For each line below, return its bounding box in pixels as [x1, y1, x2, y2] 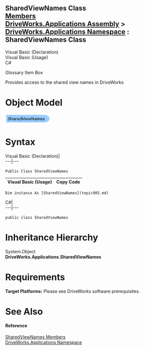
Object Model [5, 97, 63, 108]
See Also [5, 306, 43, 317]
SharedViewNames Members [5, 334, 66, 340]
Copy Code [56, 179, 80, 185]
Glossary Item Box [5, 69, 43, 75]
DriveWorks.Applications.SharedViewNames [5, 254, 101, 260]
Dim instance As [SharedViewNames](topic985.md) [5, 190, 109, 196]
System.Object [5, 248, 36, 254]
